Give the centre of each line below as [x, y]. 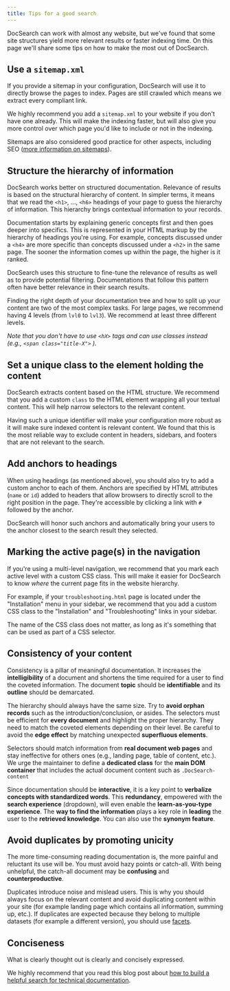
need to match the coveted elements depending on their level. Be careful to [114, 727]
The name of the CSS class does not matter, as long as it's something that [112, 625]
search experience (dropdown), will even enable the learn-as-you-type [110, 804]
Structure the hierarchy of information [90, 170]
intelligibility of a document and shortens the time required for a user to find [115, 677]
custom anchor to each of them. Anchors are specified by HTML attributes [113, 488]
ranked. [18, 260]
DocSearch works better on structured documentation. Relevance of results [114, 187]
